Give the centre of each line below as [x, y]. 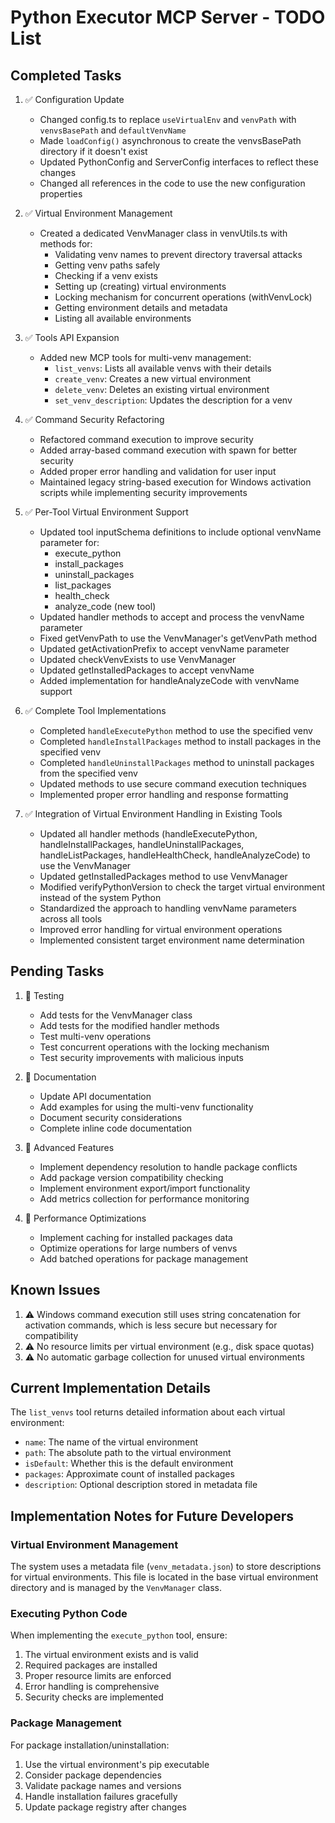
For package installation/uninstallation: [90, 1745]
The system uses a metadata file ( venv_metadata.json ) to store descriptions [166, 1567]
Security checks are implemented [94, 1697]
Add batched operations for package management [143, 1258]
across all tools [71, 919]
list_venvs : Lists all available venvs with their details [163, 368]
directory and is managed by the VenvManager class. [116, 1588]
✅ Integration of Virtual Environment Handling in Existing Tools [153, 814]
